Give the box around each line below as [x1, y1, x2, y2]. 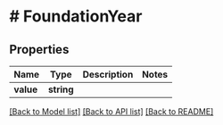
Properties [9, 42, 70, 57]
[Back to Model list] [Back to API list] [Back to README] [9, 106, 214, 117]
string [47, 83, 74, 96]
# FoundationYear [9, 6, 143, 27]
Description [82, 69, 134, 80]
